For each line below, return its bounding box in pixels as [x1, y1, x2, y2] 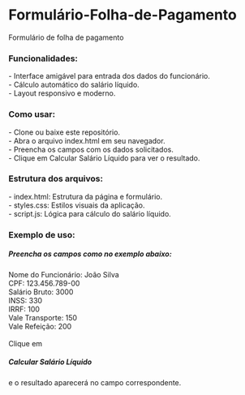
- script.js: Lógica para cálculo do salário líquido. [8, 208, 172, 218]
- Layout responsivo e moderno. [8, 88, 116, 98]
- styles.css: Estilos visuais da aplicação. [8, 200, 145, 210]
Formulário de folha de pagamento [8, 32, 124, 42]
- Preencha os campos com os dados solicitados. [8, 144, 174, 154]
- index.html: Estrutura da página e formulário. [8, 191, 163, 201]
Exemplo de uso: [8, 229, 75, 240]
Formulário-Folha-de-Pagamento [8, 6, 238, 24]
